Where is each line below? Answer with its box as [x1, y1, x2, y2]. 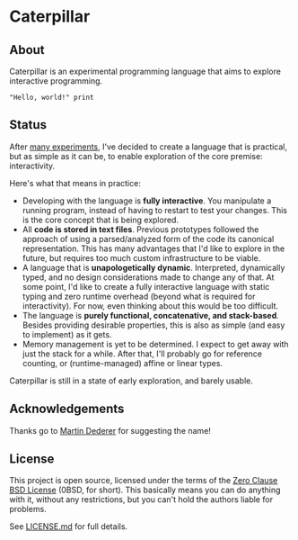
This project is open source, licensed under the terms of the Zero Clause [9, 475, 278, 486]
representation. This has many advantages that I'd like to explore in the [22, 243, 285, 254]
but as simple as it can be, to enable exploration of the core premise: [9, 150, 263, 161]
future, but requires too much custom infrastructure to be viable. [22, 252, 261, 263]
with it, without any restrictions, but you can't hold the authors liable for [9, 494, 274, 505]
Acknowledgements [9, 401, 125, 417]
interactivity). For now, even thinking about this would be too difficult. [22, 300, 279, 311]
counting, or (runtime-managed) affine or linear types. [22, 357, 223, 368]
